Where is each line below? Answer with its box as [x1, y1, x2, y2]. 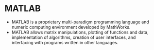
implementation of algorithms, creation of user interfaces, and [11, 34, 136, 40]
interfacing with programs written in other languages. [11, 39, 119, 45]
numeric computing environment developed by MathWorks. [11, 24, 131, 30]
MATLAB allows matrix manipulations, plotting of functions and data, [11, 29, 149, 35]
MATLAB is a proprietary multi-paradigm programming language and [11, 19, 149, 25]
